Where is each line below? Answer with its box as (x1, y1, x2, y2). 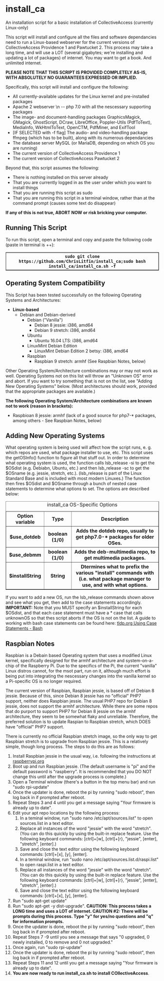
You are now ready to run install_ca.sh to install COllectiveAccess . (12, 970, 150, 976)
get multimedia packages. (84, 555, 146, 562)
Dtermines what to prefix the (80, 563, 149, 570)
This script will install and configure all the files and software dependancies (5, 34, 157, 40)
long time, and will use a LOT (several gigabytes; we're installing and (5, 50, 143, 55)
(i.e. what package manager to (78, 576, 151, 582)
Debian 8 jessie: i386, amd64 (34, 322, 93, 328)
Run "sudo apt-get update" (12, 898, 67, 904)
